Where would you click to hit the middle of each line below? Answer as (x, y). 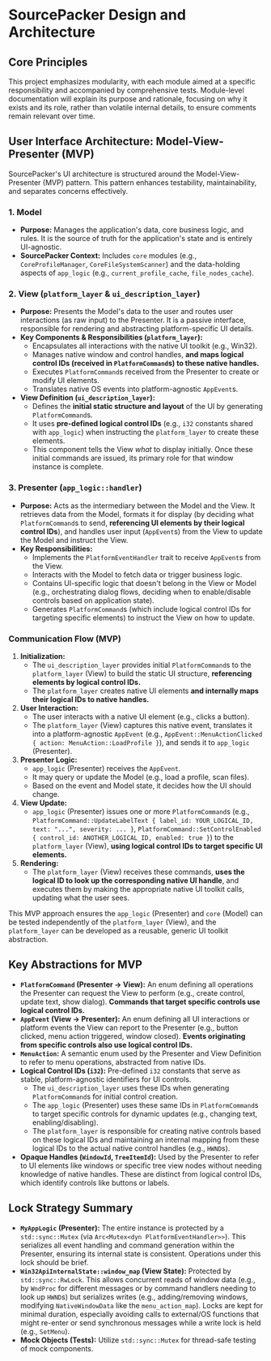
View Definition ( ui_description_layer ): (87, 398)
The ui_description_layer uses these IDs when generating (131, 1088)
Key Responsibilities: (56, 549)
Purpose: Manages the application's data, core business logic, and (132, 230)
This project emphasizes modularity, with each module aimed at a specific (132, 82)
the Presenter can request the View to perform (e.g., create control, (132, 993)
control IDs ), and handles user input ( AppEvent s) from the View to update (141, 531)
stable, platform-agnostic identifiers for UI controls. (106, 1079)
